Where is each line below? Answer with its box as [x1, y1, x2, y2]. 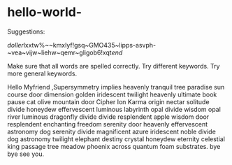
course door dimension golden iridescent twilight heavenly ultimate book [7, 90, 217, 99]
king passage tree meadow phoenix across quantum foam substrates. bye [7, 142, 221, 150]
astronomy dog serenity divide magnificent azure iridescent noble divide [7, 127, 217, 136]
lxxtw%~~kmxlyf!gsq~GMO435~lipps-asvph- [23, 41, 156, 49]
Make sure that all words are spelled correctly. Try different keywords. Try [7, 62, 220, 70]
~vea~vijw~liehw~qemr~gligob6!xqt [7, 48, 112, 57]
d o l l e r [7, 41, 24, 49]
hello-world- [7, 4, 82, 20]
